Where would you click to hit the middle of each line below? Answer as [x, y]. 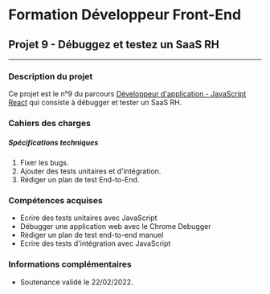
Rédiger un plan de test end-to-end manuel [92, 235]
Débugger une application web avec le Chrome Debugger [115, 227]
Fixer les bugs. [44, 163]
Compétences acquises [55, 201]
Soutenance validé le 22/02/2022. [77, 282]
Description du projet [51, 76]
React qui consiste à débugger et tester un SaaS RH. [95, 103]
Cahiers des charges [49, 124]
